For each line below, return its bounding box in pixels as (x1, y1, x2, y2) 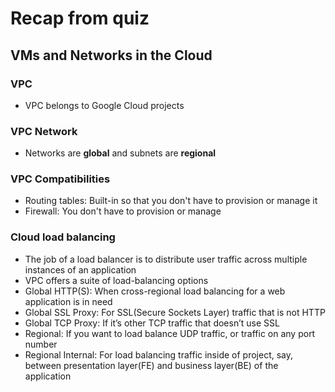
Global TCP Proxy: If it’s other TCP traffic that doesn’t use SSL (24, 317, 280, 329)
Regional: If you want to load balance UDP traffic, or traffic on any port (24, 327, 316, 339)
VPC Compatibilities (10, 172, 111, 186)
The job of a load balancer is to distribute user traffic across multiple (24, 253, 308, 265)
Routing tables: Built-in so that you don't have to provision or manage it (24, 195, 318, 207)
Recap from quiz (10, 7, 150, 30)
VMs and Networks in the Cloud (10, 47, 213, 64)
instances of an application (24, 263, 137, 276)
